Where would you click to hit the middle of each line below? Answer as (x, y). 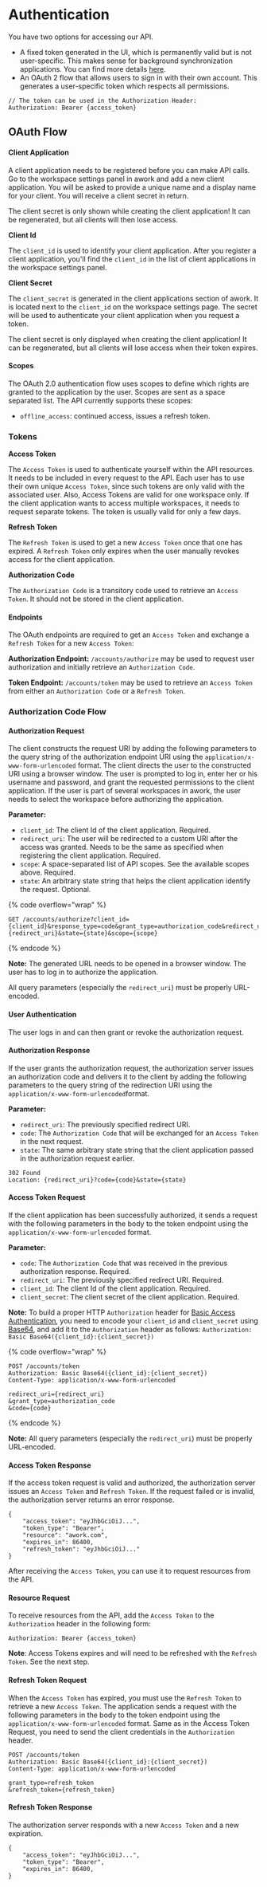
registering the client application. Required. (90, 855)
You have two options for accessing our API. (81, 37)
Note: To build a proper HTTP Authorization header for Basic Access (122, 1312)
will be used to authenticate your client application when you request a (124, 315)
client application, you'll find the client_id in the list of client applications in (132, 259)
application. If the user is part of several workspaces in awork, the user (125, 791)
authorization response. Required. (75, 1271)
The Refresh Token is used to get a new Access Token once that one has (126, 543)
